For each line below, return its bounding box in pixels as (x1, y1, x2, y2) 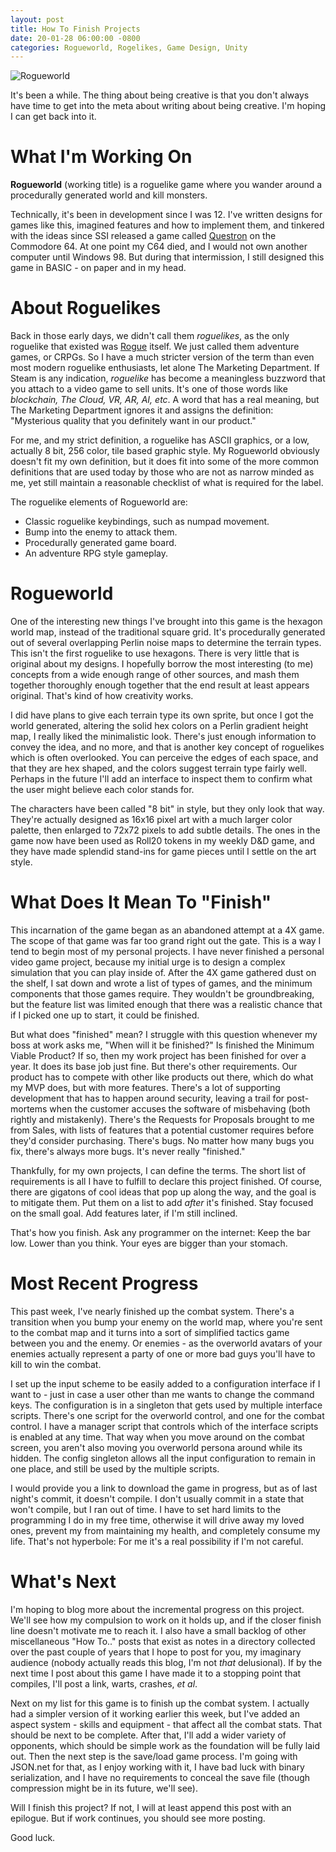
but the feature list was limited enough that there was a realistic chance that (10, 999, 323, 1010)
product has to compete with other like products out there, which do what (10, 1071, 314, 1083)
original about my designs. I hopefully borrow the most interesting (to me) (10, 658, 314, 670)
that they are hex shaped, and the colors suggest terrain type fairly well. (10, 762, 307, 775)
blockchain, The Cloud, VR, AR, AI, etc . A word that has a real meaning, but (10, 394, 320, 406)
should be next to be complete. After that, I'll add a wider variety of (10, 1729, 287, 1741)
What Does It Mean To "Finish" (10, 891, 272, 914)
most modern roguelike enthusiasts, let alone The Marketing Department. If (10, 362, 320, 374)
